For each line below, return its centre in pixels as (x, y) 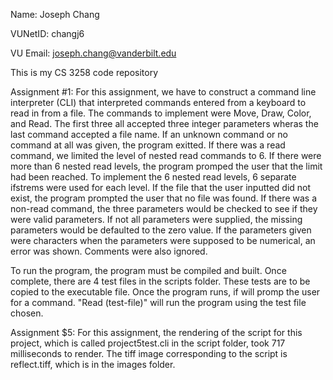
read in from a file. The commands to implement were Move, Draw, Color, (161, 113)
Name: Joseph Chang (55, 14)
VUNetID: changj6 (47, 33)
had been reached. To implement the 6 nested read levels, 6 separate (153, 177)
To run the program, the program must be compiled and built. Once (148, 270)
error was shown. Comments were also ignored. (109, 251)
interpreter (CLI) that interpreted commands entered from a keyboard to (158, 102)
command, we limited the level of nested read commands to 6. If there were (166, 155)
